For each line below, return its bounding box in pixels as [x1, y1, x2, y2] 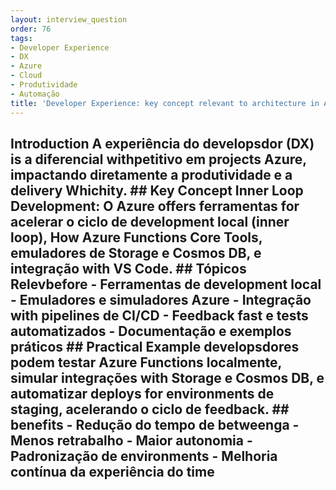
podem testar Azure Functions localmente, [10, 354, 282, 371]
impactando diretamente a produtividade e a [10, 166, 293, 183]
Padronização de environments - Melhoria [10, 447, 278, 465]
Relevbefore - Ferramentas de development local [10, 276, 322, 293]
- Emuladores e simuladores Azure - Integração [10, 291, 312, 308]
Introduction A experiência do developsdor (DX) [10, 135, 315, 152]
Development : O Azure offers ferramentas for [10, 197, 300, 215]
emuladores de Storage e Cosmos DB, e [10, 244, 262, 261]
